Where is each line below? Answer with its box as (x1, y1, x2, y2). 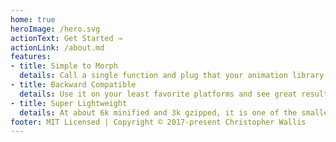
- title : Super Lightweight (10, 98, 128, 108)
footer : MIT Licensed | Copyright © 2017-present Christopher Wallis (10, 117, 307, 127)
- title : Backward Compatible (10, 80, 137, 90)
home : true (10, 14, 56, 25)
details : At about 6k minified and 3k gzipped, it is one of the (19, 107, 298, 118)
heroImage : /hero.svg (10, 24, 101, 34)
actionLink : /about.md (10, 42, 105, 53)
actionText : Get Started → (10, 33, 123, 43)
